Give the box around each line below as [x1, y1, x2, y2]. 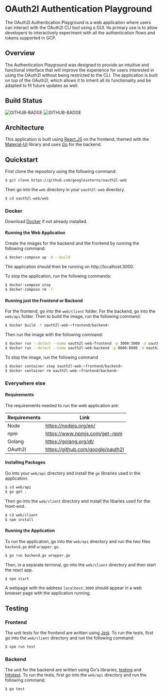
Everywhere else [5, 380, 46, 386]
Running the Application [5, 528, 55, 533]
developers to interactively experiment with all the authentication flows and [5, 30, 155, 35]
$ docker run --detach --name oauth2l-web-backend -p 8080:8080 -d [5, 346, 145, 350]
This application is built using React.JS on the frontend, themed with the [5, 136, 149, 142]
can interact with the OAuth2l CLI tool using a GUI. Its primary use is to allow [5, 24, 158, 30]
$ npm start [5, 576, 29, 581]
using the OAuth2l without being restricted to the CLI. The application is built [5, 72, 158, 78]
